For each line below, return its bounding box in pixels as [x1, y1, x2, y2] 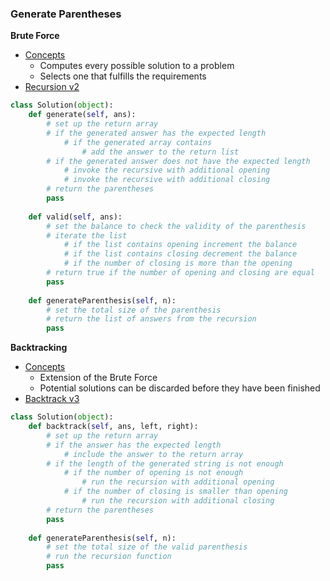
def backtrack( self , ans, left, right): [28, 422, 199, 432]
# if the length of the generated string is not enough [46, 458, 284, 469]
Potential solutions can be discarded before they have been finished [39, 382, 321, 394]
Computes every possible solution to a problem [39, 60, 235, 72]
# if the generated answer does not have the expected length [46, 156, 311, 166]
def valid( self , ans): [28, 212, 123, 222]
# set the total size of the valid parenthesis [46, 542, 248, 552]
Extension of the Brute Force [39, 372, 158, 384]
